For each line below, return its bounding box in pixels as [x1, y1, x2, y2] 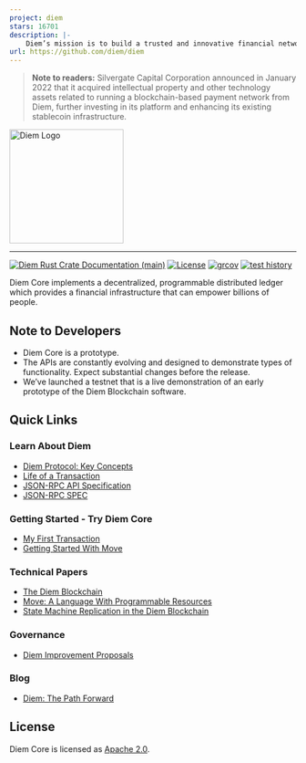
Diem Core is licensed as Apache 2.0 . [9, 743, 150, 754]
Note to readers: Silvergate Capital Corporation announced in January [31, 72, 297, 83]
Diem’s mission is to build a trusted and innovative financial [25, 38, 275, 48]
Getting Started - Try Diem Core [9, 512, 153, 525]
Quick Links [9, 413, 78, 428]
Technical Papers [9, 565, 88, 578]
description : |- [9, 30, 71, 39]
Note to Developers [9, 323, 121, 339]
